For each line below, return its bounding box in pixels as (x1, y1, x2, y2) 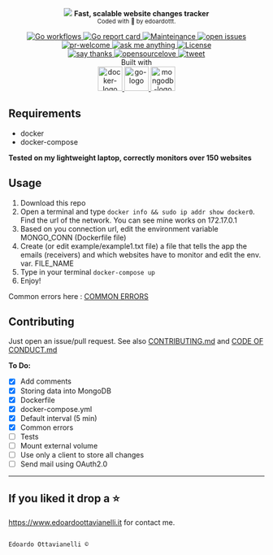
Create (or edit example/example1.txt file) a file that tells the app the (19, 241, 248, 251)
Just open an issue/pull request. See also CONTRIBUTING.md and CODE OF (8, 336, 264, 346)
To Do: (8, 361, 31, 371)
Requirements (8, 106, 81, 121)
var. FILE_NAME (19, 258, 75, 268)
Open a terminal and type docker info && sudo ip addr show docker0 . (19, 206, 255, 216)
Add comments (19, 376, 71, 386)
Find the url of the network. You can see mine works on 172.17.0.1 (19, 215, 237, 225)
